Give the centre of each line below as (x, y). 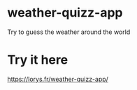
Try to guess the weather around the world (69, 32)
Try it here (38, 60)
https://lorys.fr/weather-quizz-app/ (58, 79)
